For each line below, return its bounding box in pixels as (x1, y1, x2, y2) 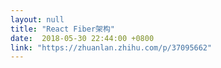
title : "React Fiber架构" (10, 24, 115, 34)
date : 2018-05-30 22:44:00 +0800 (10, 33, 155, 43)
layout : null (10, 14, 65, 25)
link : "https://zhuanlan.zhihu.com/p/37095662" (10, 42, 213, 53)
